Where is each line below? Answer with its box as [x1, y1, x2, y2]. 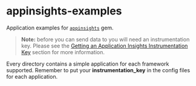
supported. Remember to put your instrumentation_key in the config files [6, 66, 191, 73]
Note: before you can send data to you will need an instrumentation [21, 35, 190, 43]
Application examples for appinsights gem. [6, 24, 114, 31]
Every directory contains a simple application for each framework [6, 60, 169, 67]
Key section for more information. [21, 48, 105, 55]
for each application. [6, 73, 58, 80]
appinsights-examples [6, 4, 122, 18]
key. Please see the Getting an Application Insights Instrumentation [21, 42, 188, 49]
